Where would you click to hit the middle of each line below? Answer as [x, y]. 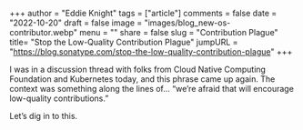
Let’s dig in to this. [44, 116]
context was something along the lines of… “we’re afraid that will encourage [151, 89]
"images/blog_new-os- [187, 23]
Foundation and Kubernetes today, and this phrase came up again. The [142, 79]
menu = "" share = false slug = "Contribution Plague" [179, 32]
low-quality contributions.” [59, 98]
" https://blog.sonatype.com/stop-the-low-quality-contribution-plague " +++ [151, 52]
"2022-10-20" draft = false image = [76, 23]
